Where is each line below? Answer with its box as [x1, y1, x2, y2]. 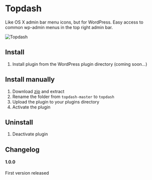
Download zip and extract [12, 88, 65, 94]
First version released [5, 170, 49, 176]
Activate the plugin [12, 104, 51, 110]
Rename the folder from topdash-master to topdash [12, 94, 115, 100]
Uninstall [5, 118, 33, 127]
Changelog [5, 145, 40, 154]
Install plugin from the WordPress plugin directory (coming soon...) [12, 61, 148, 67]
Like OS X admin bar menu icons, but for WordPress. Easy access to [5, 19, 144, 25]
